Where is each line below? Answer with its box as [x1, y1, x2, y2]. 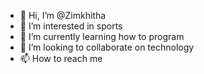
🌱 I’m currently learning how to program [19, 31, 185, 42]
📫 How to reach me [19, 53, 103, 64]
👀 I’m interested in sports [19, 20, 123, 32]
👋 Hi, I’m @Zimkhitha [19, 10, 107, 21]
